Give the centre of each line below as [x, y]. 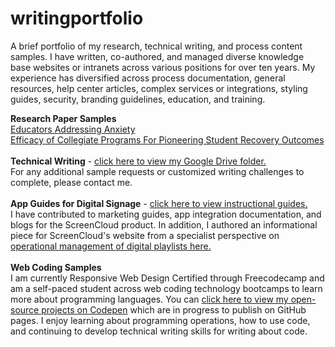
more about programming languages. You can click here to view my [149, 299]
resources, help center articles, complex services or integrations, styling [159, 88]
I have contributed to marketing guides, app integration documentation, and [166, 214]
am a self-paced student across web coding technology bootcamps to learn [166, 288]
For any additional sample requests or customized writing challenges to [157, 171]
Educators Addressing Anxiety [73, 129]
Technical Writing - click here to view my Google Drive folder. [138, 161]
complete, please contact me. [71, 182]
